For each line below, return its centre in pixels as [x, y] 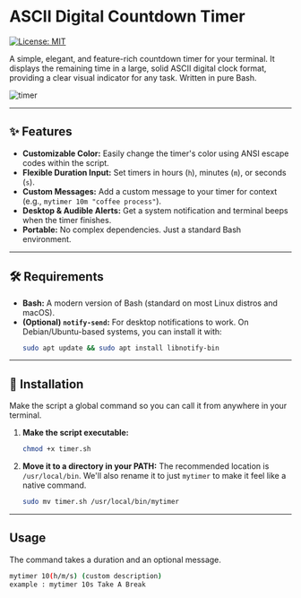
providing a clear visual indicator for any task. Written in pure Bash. [133, 77]
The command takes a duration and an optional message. [116, 559]
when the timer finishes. [67, 220]
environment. [47, 238]
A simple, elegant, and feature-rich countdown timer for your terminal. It [142, 58]
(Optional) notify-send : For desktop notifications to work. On [135, 322]
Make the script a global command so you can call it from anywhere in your [148, 406]
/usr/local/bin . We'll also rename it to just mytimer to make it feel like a [154, 476]
